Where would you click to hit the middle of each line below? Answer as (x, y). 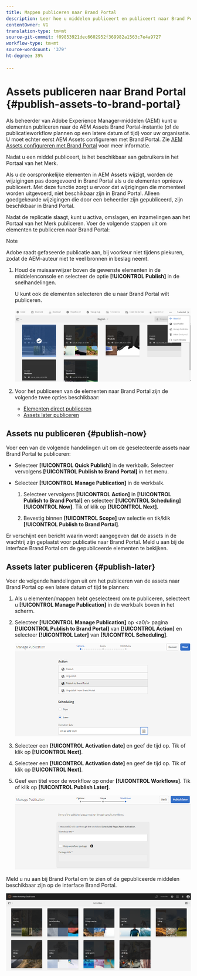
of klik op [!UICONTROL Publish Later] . (62, 787)
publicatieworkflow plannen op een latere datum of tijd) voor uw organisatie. (98, 133)
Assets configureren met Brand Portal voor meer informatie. (78, 145)
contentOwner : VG (27, 25)
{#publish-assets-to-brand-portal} (94, 104)
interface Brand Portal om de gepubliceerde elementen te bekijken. (87, 548)
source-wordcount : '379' (36, 50)
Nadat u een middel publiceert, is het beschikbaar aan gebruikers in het (92, 157)
